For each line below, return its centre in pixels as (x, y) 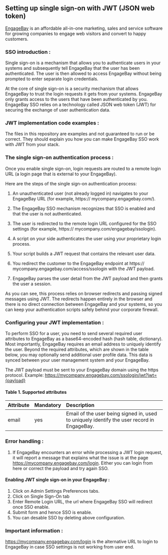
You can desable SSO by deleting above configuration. (69, 517)
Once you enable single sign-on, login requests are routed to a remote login (83, 168)
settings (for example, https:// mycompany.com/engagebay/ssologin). (84, 229)
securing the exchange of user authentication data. (58, 110)
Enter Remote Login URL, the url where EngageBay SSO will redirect (82, 501)
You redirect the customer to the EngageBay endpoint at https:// (78, 263)
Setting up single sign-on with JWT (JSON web (80, 8)
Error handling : (24, 441)
